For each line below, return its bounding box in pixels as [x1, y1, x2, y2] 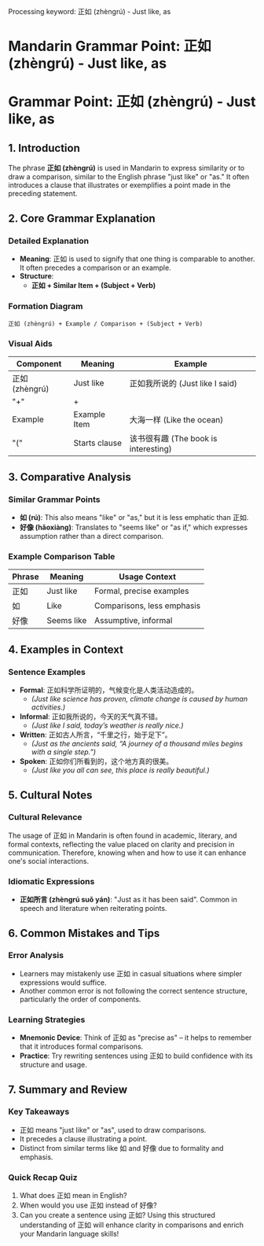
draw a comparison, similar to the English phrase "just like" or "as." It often [8, 172, 250, 182]
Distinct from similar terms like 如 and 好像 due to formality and [19, 1143, 224, 1152]
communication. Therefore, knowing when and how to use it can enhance [8, 848, 247, 857]
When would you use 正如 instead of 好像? [19, 1200, 157, 1210]
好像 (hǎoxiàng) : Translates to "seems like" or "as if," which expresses [19, 522, 248, 533]
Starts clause [73, 437, 122, 448]
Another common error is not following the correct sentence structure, [19, 986, 247, 995]
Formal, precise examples [93, 585, 189, 596]
